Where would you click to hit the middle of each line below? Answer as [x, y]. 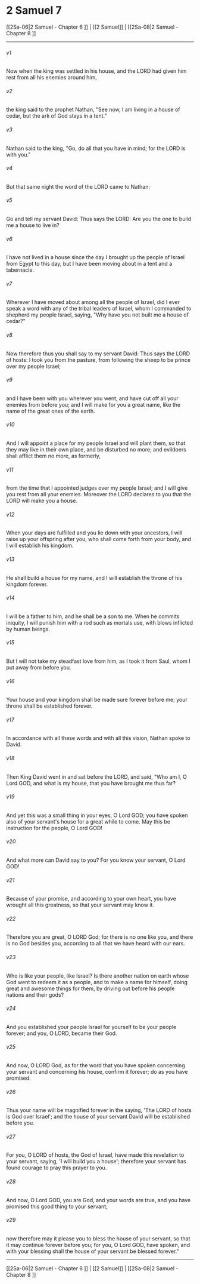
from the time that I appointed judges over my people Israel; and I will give [97, 488]
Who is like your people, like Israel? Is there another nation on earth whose [98, 976]
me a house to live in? [33, 225]
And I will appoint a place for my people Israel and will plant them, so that [96, 443]
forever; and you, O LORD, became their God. [62, 1033]
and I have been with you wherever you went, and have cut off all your [92, 398]
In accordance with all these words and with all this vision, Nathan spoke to [98, 738]
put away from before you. [39, 667]
